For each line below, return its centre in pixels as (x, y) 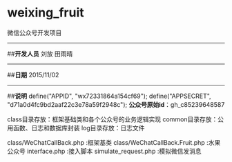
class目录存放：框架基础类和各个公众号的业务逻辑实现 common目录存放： (113, 119)
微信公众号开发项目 (35, 32)
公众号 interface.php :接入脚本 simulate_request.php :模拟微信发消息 (104, 151)
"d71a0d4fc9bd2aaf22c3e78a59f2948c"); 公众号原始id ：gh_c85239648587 (116, 104)
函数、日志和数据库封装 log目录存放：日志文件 (79, 128)
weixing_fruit (46, 13)
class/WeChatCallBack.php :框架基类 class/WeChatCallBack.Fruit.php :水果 (114, 142)
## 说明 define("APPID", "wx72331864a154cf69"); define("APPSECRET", (109, 96)
